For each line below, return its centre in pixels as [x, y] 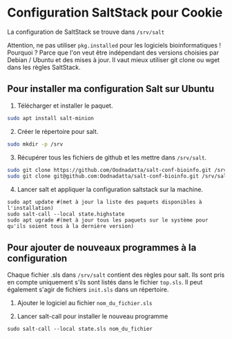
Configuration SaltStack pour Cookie [115, 13]
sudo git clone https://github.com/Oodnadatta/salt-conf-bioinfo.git [109, 170]
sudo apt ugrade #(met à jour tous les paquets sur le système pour [108, 220]
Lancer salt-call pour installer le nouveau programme [93, 316]
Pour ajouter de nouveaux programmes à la [102, 248]
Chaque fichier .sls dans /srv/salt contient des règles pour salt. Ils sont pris [116, 275]
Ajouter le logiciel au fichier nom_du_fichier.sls [85, 303]
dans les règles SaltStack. [44, 67]
